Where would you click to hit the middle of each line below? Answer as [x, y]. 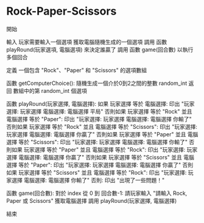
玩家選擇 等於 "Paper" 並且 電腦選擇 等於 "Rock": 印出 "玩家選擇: [104, 149]
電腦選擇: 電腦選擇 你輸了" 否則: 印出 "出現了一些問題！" [94, 180]
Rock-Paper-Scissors [62, 11]
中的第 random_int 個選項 [55, 90]
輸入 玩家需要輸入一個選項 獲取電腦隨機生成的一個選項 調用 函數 [87, 42]
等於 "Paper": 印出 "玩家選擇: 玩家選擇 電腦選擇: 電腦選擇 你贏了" [100, 165]
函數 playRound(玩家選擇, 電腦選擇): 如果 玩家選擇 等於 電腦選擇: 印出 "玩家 [100, 104]
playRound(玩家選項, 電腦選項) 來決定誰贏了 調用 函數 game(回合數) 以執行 [100, 49]
